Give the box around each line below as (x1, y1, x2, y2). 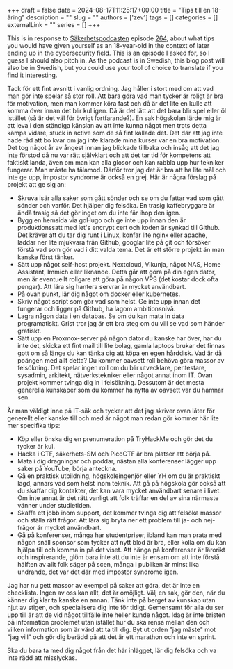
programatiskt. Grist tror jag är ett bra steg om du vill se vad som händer (17, 320, 225, 327)
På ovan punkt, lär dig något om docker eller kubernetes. (17, 290, 181, 298)
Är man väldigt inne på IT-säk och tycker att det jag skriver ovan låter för (7, 406, 216, 415)
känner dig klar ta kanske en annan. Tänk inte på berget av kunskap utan (7, 596, 216, 604)
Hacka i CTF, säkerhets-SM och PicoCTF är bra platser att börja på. (17, 449, 211, 458)
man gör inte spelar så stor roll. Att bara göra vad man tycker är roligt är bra (7, 92, 224, 100)
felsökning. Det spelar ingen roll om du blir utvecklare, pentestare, (17, 364, 207, 372)
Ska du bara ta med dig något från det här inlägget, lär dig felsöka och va (7, 646, 217, 654)
